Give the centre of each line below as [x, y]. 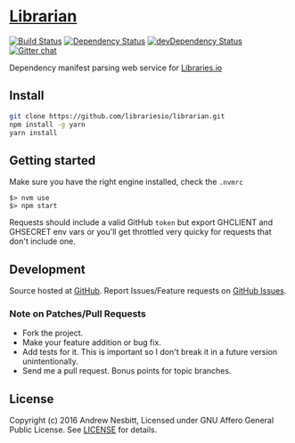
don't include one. [42, 241]
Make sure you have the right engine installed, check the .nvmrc [126, 182]
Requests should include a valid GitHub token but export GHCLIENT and [141, 222]
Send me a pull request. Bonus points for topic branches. [127, 371]
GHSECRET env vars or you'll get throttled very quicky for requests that [140, 232]
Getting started [53, 161]
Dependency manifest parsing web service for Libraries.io [116, 68]
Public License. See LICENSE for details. [83, 430]
